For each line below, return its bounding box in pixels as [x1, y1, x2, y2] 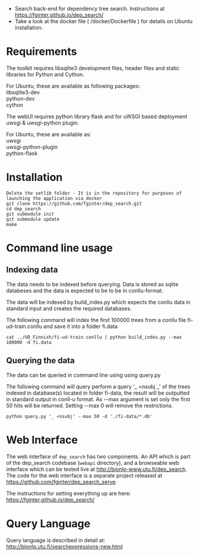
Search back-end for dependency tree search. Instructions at [14, 5, 165, 12]
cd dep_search [6, 205, 42, 212]
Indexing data [6, 265, 58, 275]
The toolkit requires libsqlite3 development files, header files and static [6, 64, 180, 71]
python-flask [6, 149, 37, 157]
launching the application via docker [6, 195, 102, 201]
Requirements [6, 45, 77, 58]
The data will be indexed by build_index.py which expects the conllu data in [6, 298, 191, 305]
